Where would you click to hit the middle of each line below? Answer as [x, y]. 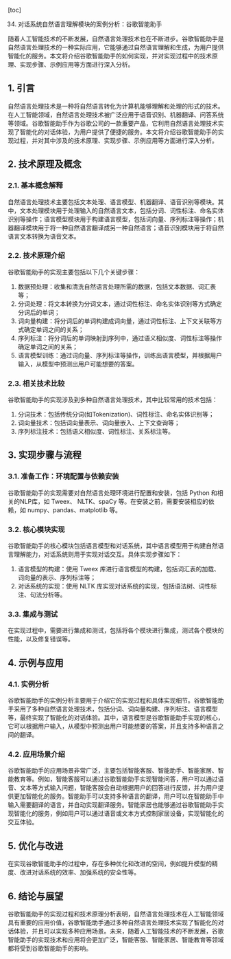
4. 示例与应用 [36, 663]
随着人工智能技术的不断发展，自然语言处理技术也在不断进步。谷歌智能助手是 [116, 38]
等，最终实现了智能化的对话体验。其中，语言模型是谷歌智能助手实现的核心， [116, 718]
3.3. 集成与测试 [33, 614]
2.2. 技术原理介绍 [37, 256]
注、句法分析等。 [42, 595]
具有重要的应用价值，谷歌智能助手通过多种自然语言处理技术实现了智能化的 [113, 922]
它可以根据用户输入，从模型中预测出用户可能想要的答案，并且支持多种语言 [113, 726]
